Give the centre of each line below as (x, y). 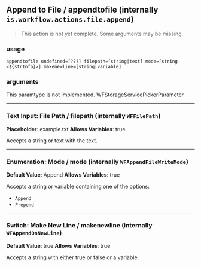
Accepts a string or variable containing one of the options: (78, 186)
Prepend (24, 205)
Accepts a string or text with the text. (52, 141)
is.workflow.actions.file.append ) (70, 19)
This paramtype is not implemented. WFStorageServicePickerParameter (95, 95)
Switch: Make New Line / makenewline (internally (79, 225)
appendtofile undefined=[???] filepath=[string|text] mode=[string (92, 62)
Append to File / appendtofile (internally (82, 10)
